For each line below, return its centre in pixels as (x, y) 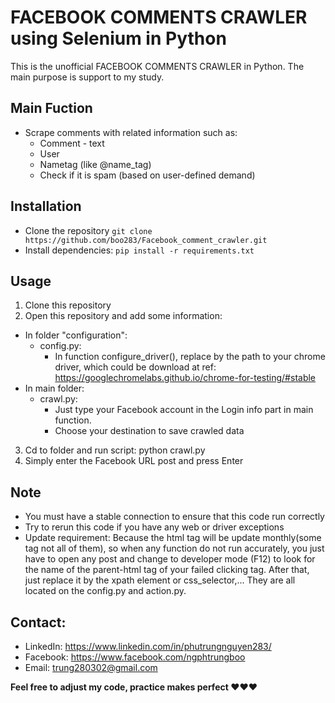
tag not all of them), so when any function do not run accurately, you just (174, 548)
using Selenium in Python (118, 38)
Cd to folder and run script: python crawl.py (115, 450)
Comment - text (72, 143)
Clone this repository (68, 305)
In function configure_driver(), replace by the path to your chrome (190, 357)
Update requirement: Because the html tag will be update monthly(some (173, 538)
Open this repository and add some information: (123, 316)
